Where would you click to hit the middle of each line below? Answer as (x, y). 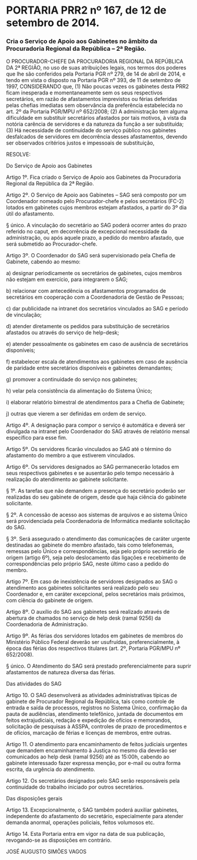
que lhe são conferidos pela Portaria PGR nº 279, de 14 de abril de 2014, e (96, 74)
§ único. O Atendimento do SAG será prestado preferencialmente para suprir (99, 666)
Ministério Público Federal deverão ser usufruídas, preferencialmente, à (93, 642)
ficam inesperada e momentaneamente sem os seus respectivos (84, 93)
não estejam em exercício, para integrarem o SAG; (67, 279)
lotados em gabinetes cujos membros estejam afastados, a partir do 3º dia (96, 208)
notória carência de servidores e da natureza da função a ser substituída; (95, 124)
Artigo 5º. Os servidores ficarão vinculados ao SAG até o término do (89, 449)
